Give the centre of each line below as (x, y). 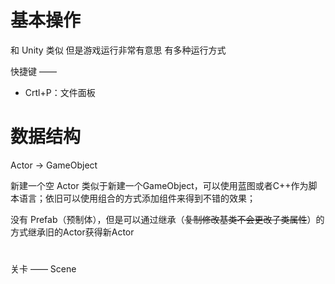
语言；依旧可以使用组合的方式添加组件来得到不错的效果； (137, 198)
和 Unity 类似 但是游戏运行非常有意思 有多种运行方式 (118, 50)
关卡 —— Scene (43, 269)
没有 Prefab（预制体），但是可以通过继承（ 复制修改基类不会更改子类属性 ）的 (167, 219)
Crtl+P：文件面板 (60, 92)
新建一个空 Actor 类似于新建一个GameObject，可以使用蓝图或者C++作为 (159, 185)
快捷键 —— (33, 71)
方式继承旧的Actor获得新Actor (72, 232)
